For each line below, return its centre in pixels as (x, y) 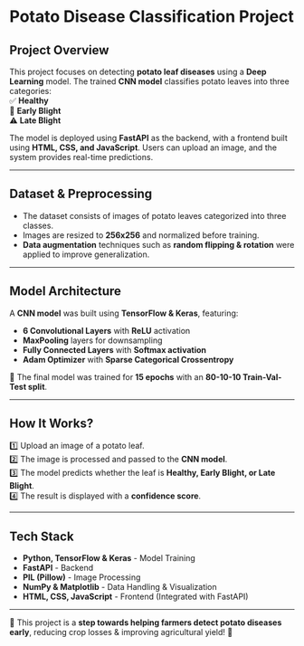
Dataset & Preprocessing (81, 194)
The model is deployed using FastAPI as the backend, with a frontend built (148, 138)
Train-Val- (262, 376)
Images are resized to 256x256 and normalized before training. (141, 235)
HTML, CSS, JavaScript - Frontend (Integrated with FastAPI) (135, 597)
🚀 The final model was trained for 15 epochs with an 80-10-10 (125, 376)
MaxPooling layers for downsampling (92, 340)
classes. (38, 225)
